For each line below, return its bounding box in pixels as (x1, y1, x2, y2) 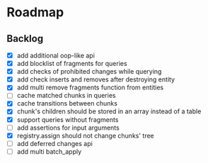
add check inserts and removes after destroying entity (16, 75, 175, 84)
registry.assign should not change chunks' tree (16, 131, 155, 140)
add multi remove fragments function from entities (16, 83, 164, 92)
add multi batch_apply (16, 147, 82, 156)
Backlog (6, 33, 44, 45)
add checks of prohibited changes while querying (16, 67, 162, 76)
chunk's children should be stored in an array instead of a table (16, 107, 202, 116)
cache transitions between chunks (16, 99, 118, 108)
